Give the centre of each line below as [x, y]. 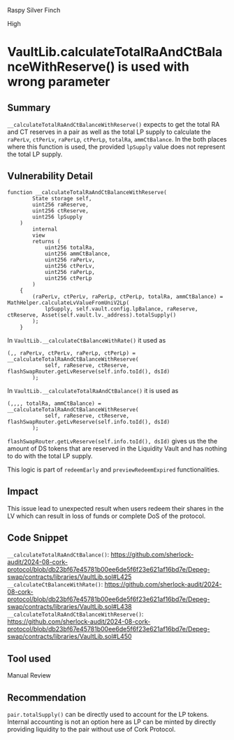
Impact [23, 492]
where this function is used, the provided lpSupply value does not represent [116, 147]
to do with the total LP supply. [50, 455]
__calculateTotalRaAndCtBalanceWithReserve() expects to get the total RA [114, 124]
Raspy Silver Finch [34, 10]
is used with [154, 67]
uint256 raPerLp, [70, 272]
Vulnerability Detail [50, 176]
